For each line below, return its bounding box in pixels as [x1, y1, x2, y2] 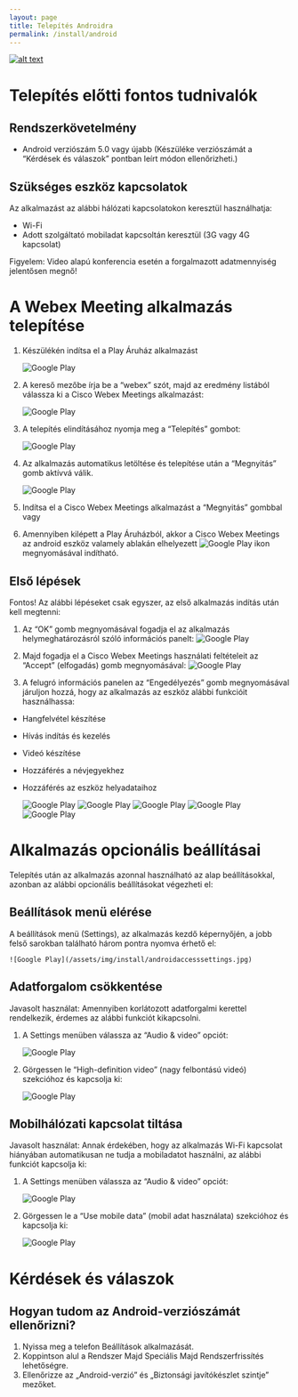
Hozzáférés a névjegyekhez [21, 764, 125, 775]
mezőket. [21, 1379, 57, 1390]
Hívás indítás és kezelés [21, 731, 111, 741]
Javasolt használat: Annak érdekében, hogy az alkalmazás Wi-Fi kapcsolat [9, 1140, 283, 1151]
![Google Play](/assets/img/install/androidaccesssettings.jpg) [9, 955, 253, 964]
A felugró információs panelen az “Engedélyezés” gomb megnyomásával [21, 677, 290, 688]
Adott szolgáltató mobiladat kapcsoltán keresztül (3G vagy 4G [21, 230, 251, 240]
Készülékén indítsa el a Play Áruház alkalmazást [21, 345, 198, 356]
